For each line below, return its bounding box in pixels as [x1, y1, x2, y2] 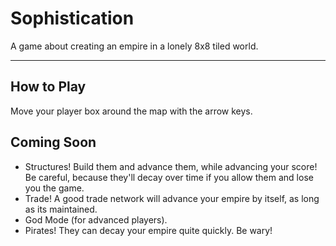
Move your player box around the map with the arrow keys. [10, 105, 253, 117]
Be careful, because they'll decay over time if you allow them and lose [24, 171, 314, 183]
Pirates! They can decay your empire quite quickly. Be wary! [24, 224, 273, 236]
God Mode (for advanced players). [24, 213, 168, 226]
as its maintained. [24, 203, 98, 215]
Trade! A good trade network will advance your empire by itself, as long [24, 192, 320, 204]
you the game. [24, 182, 85, 194]
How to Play [10, 78, 87, 96]
